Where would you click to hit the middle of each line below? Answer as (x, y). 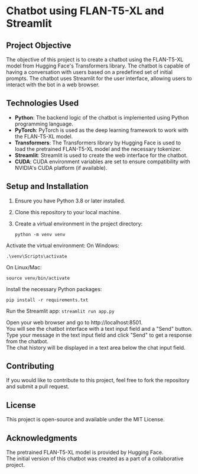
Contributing (30, 366)
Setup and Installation (47, 187)
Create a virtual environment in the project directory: (79, 224)
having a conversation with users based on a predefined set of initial (90, 72)
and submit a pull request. (38, 386)
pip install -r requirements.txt (47, 300)
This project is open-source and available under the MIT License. (85, 420)
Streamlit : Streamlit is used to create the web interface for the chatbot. (101, 155)
